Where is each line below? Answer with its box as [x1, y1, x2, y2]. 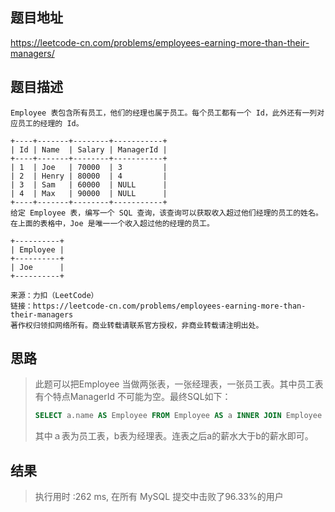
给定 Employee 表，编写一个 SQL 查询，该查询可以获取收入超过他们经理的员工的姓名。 [10, 208, 323, 218]
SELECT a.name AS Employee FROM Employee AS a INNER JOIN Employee [34, 411, 323, 421]
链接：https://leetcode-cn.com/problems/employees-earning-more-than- [10, 301, 307, 311]
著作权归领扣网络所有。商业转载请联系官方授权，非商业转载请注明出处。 [10, 320, 264, 330]
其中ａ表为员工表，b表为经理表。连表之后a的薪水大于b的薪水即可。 [34, 430, 314, 442]
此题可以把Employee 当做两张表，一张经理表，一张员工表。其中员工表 [34, 378, 324, 390]
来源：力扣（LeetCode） [10, 290, 99, 300]
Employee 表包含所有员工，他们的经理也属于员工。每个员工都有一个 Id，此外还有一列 [10, 108, 318, 118]
